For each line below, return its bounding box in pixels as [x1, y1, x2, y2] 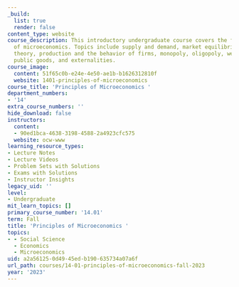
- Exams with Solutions [7, 169, 78, 177]
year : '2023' [7, 268, 46, 276]
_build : [7, 10, 31, 18]
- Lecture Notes [7, 150, 55, 157]
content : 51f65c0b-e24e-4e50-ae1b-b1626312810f [14, 70, 158, 77]
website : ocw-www [14, 136, 65, 143]
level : [7, 189, 27, 197]
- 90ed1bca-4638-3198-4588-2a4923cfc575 [14, 130, 135, 137]
